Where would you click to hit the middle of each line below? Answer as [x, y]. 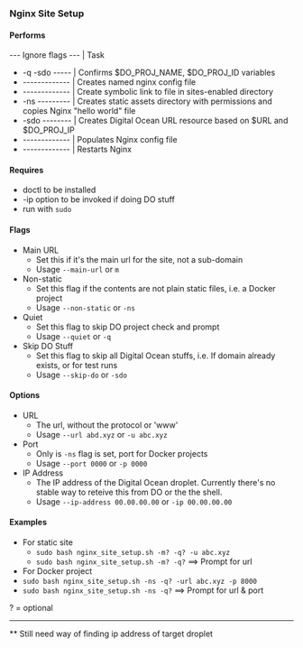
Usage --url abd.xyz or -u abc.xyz [102, 434]
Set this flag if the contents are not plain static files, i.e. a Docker [156, 288]
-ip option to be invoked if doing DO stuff [99, 199]
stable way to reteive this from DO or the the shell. [129, 492]
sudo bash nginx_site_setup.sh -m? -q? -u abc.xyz [133, 552]
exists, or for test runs [77, 365]
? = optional [32, 607]
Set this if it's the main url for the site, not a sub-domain [139, 259]
